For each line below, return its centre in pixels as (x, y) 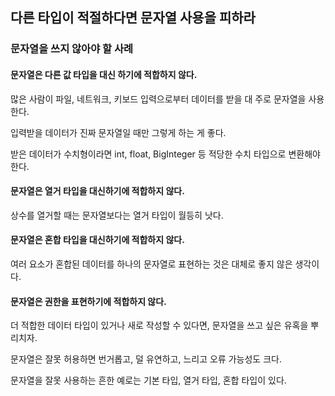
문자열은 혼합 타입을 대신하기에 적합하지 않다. (97, 240)
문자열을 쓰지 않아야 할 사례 (72, 49)
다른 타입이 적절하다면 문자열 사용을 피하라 (133, 18)
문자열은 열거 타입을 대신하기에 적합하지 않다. (97, 191)
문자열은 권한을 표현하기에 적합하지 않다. (88, 301)
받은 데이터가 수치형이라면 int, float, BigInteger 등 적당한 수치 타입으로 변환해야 (165, 154)
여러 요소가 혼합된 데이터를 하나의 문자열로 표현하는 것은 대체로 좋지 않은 (151, 264)
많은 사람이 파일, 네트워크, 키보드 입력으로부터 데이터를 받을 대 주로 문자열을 (158, 99)
